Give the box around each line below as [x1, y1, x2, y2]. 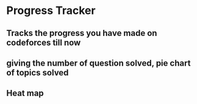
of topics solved [6, 68, 69, 78]
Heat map [6, 88, 44, 99]
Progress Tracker [6, 4, 96, 18]
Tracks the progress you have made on [6, 28, 157, 38]
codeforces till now [6, 37, 81, 47]
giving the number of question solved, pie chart [6, 58, 191, 68]
